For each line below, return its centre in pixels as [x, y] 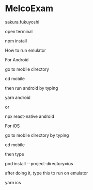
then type [15, 154]
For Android [17, 59]
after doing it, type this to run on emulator [46, 173]
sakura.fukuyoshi [22, 22]
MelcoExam [29, 9]
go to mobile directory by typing [37, 135]
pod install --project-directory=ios [39, 163]
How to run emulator [25, 50]
